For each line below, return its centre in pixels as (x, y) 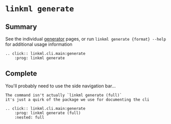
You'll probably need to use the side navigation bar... (60, 86)
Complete (21, 73)
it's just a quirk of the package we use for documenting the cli (77, 100)
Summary (21, 27)
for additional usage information (39, 44)
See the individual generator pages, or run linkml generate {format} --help (86, 39)
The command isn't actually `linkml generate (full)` (64, 95)
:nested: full (29, 117)
